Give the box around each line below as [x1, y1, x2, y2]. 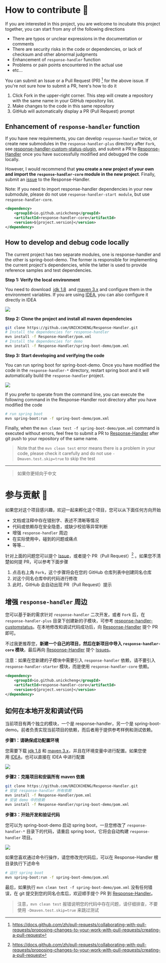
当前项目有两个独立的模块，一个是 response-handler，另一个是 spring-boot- [5, 721, 161, 727]
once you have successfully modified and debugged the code [22, 151, 149, 157]
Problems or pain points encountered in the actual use [12, 62, 123, 68]
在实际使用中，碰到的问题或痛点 [12, 536, 78, 542]
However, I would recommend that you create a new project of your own [5, 166, 154, 172]
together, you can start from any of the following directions [5, 26, 125, 32]
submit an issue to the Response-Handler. [5, 176, 90, 182]
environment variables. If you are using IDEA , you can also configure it [5, 292, 148, 297]
